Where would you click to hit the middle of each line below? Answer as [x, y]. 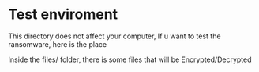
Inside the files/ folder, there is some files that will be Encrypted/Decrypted [130, 59]
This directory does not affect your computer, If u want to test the [114, 36]
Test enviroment [63, 14]
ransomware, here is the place [58, 44]
